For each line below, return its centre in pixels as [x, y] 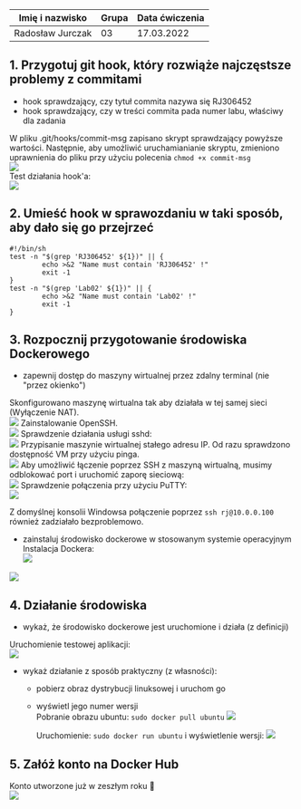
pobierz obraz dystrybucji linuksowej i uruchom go [131, 689]
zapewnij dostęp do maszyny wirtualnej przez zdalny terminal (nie [146, 376]
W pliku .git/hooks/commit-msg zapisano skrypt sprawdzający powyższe [146, 138]
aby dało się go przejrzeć [82, 228]
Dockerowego [50, 354]
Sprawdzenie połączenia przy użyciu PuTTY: [104, 486]
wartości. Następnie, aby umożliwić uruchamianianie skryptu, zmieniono [145, 148]
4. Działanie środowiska [78, 605]
